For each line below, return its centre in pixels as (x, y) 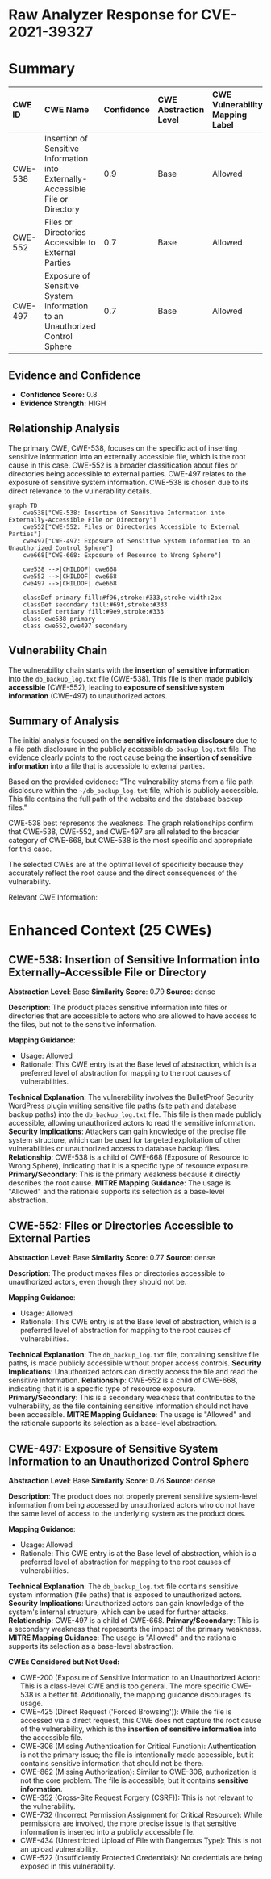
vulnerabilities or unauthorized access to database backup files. (115, 1149)
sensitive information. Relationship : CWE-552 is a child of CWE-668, (123, 1380)
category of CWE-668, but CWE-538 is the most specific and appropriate (130, 841)
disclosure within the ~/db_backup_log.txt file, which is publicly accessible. (134, 791)
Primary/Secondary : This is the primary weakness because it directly (124, 1174)
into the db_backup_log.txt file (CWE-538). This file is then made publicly (131, 678)
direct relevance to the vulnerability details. (80, 491)
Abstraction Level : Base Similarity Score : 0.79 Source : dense (112, 992)
